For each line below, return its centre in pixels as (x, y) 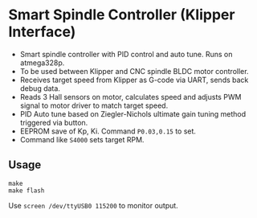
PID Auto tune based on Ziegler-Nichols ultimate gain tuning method (133, 113)
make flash (27, 191)
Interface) (42, 32)
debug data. (40, 88)
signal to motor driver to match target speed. (94, 105)
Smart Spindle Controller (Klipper (122, 15)
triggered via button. (54, 122)
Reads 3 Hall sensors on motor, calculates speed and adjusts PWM (131, 97)
